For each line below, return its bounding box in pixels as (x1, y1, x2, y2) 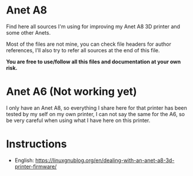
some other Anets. (6, 29, 51, 36)
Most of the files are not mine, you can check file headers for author (6, 40, 172, 48)
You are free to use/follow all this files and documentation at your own (6, 58, 181, 65)
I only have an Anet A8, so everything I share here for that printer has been (6, 104, 187, 111)
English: (14, 157, 34, 164)
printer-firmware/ (14, 163, 57, 170)
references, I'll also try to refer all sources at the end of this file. (6, 46, 160, 53)
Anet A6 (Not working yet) (6, 85, 137, 99)
